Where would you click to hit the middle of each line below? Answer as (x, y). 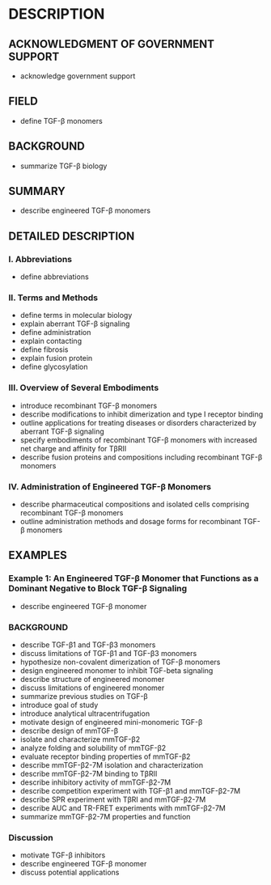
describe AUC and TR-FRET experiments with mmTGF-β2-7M (123, 808)
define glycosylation (54, 367)
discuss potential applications (70, 872)
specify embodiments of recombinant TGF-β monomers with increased (138, 440)
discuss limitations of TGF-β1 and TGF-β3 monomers (108, 653)
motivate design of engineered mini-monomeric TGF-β (111, 722)
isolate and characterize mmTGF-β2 (80, 739)
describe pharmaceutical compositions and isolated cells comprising (134, 504)
